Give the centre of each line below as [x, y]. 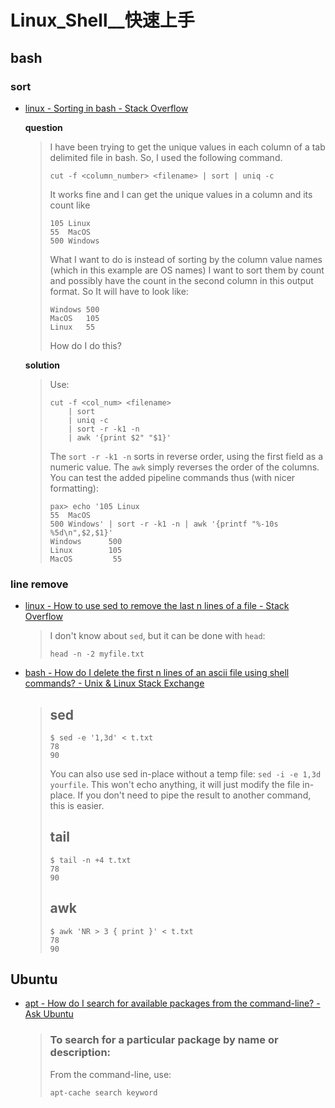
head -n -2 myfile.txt [97, 654]
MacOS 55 [86, 559]
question [43, 127]
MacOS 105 [74, 318]
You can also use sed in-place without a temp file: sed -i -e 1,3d [185, 773]
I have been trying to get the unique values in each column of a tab [187, 147]
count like [70, 205]
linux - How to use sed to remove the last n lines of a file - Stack [157, 606]
